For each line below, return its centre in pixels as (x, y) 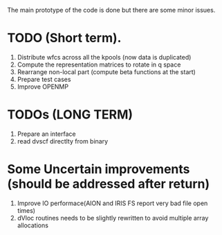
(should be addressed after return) (109, 184)
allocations (33, 225)
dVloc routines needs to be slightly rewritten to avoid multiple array (113, 218)
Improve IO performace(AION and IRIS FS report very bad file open (112, 203)
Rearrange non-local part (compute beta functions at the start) (106, 71)
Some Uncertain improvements (99, 169)
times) (26, 210)
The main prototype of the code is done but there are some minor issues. (111, 10)
